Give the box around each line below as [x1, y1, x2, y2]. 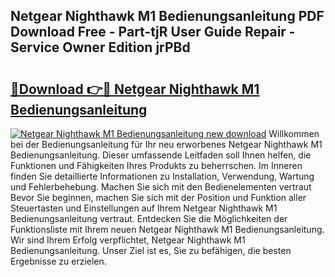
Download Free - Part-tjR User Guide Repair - [10, 24, 296, 41]
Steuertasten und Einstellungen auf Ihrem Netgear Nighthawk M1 [10, 202, 278, 214]
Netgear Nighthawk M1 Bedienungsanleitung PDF [10, 8, 325, 25]
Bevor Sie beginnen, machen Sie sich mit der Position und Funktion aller [10, 192, 307, 203]
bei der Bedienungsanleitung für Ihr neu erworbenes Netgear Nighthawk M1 [10, 139, 323, 150]
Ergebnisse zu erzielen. [10, 255, 107, 267]
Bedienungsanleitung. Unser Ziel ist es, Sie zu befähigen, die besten [10, 245, 292, 256]
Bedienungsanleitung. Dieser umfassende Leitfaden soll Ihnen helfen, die [10, 149, 312, 161]
